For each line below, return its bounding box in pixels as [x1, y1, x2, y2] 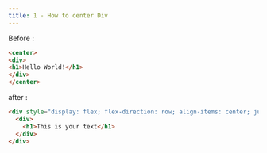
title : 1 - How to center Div [8, 11, 109, 20]
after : [8, 93, 28, 101]
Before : [8, 33, 34, 43]
